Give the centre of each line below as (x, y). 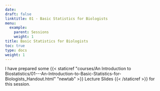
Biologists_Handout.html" (30, 79)
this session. (18, 84)
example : (18, 28)
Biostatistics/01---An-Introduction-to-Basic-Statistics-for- (63, 74)
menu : (10, 23)
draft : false (18, 14)
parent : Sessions (31, 32)
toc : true (15, 46)
